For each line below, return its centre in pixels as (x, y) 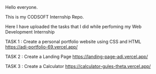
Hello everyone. (22, 7)
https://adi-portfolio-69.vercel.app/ (41, 47)
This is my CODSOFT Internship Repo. (45, 17)
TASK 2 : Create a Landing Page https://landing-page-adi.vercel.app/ (76, 56)
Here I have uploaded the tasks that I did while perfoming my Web (73, 26)
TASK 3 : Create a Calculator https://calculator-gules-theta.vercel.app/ (78, 66)
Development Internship (30, 32)
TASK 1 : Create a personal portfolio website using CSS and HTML (73, 41)
